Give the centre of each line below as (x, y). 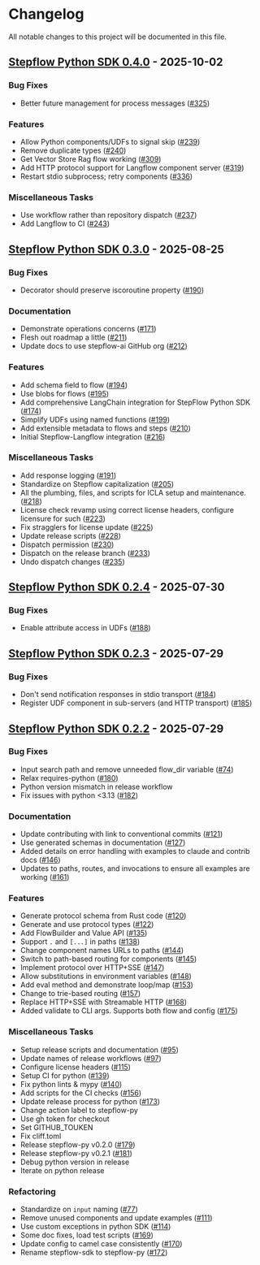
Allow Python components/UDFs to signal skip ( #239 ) (110, 141)
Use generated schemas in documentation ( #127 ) (103, 843)
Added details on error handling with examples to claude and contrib (135, 851)
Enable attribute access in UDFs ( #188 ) (86, 628)
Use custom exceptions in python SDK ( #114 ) (95, 1227)
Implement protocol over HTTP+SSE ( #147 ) (92, 968)
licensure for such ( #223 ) (63, 518)
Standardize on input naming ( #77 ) (79, 1209)
